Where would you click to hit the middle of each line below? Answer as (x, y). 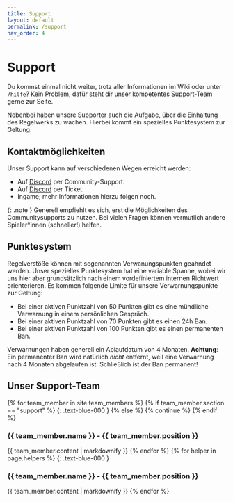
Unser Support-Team (54, 386)
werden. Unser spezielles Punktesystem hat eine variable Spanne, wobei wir (116, 270)
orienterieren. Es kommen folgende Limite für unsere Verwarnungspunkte (113, 285)
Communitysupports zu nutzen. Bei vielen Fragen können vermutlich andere (116, 217)
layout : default (31, 20)
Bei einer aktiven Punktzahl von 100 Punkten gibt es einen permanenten (120, 328)
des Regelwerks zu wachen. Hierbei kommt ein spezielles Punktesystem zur (116, 122)
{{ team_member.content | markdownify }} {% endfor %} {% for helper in (112, 451)
